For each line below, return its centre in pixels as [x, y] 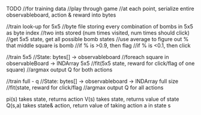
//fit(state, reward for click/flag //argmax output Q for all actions [85, 88]
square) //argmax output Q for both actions [59, 70]
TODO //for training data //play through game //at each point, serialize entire [100, 9]
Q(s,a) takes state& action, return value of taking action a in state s [88, 105]
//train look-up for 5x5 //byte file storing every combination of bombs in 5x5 [100, 27]
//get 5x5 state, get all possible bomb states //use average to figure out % [97, 39]
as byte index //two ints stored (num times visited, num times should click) [98, 33]
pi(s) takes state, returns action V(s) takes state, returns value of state [93, 99]
